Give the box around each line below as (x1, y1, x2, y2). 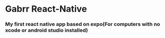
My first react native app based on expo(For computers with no (5, 21, 160, 28)
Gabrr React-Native (5, 3, 87, 15)
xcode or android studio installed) (5, 27, 88, 34)
